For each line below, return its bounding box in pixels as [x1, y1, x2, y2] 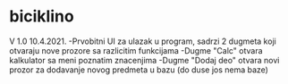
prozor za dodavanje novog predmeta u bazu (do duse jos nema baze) [9, 64, 268, 75]
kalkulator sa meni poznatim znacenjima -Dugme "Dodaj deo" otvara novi [9, 55, 280, 65]
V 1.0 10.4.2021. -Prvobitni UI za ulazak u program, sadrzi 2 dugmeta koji [9, 36, 277, 46]
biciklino [9, 6, 74, 27]
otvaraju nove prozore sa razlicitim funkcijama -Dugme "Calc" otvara [9, 45, 263, 55]
